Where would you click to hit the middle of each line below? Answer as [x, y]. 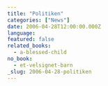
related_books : [29, 46]
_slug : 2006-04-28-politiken [49, 71]
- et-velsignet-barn [43, 65]
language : [22, 33]
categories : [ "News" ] [39, 20]
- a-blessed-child [40, 53]
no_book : [20, 59]
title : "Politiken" [36, 14]
